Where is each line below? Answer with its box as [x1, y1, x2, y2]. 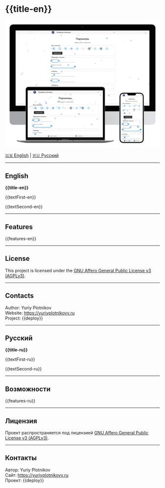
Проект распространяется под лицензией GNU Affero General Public [5, 430, 149, 436]
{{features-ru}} [5, 398, 36, 404]
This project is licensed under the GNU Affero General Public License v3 [5, 267, 151, 273]
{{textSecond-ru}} [5, 366, 42, 372]
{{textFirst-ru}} [5, 356, 35, 362]
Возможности [5, 385, 51, 393]
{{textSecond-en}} [5, 204, 43, 210]
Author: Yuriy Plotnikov [5, 305, 52, 311]
